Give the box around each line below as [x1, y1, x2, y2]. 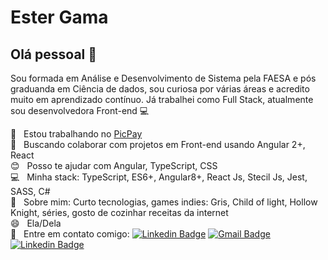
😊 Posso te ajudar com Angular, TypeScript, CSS [10, 160, 218, 171]
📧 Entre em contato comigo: [10, 228, 130, 240]
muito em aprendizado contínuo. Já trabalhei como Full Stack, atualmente [10, 94, 314, 105]
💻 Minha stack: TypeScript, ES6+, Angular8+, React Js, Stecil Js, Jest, [10, 171, 308, 183]
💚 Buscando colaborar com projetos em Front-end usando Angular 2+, [10, 139, 306, 150]
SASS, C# [10, 186, 51, 197]
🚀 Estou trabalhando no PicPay [10, 128, 143, 140]
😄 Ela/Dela [10, 217, 62, 229]
